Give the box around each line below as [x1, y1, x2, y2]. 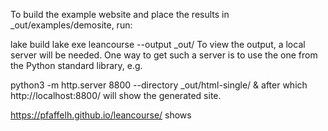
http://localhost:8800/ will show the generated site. [10, 90, 222, 101]
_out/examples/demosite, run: [10, 19, 133, 31]
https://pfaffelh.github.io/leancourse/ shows [10, 109, 192, 121]
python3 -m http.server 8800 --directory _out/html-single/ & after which [10, 79, 308, 91]
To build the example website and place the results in [10, 9, 230, 20]
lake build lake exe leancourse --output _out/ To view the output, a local [10, 39, 306, 50]
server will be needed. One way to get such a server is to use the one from [10, 49, 318, 61]
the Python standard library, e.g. [10, 60, 143, 71]
